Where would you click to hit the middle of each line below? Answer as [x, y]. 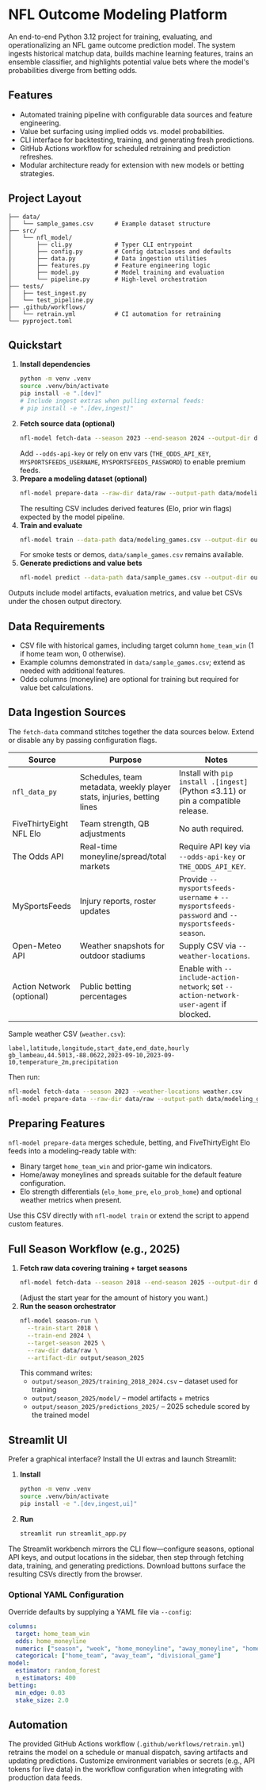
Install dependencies [55, 364]
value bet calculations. [56, 687]
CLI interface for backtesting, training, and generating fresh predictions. [137, 140]
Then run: [24, 1076]
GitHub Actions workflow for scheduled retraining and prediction [125, 148]
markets [95, 866]
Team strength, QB [114, 823]
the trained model [60, 1415]
